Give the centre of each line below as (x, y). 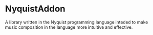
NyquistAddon (35, 9)
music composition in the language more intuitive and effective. (69, 27)
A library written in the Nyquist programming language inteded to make (76, 22)
